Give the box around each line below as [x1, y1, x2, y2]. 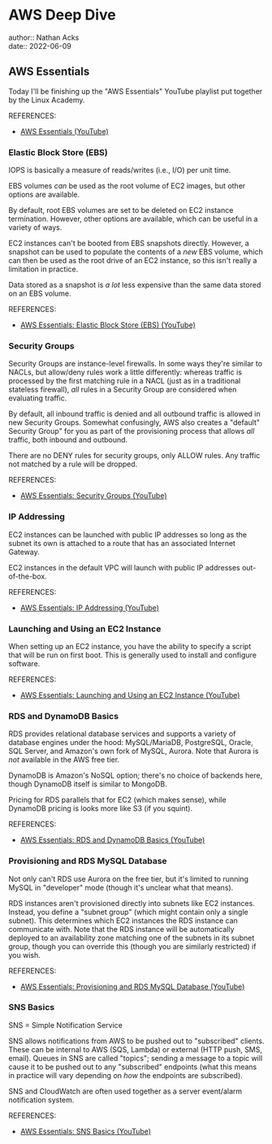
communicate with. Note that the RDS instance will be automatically [8, 924, 235, 934]
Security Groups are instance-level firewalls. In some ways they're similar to [8, 359, 262, 369]
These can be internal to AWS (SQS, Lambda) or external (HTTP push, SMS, [8, 1044, 262, 1054]
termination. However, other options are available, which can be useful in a [8, 214, 258, 224]
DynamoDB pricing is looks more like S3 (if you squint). [8, 804, 193, 813]
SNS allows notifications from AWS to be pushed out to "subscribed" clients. [8, 1036, 265, 1046]
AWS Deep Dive [8, 6, 116, 24]
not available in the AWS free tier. [8, 755, 120, 765]
